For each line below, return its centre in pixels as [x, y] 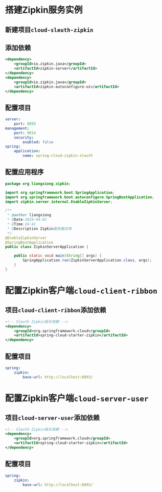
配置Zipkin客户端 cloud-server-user [77, 398]
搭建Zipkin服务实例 [44, 10]
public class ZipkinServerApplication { [47, 247]
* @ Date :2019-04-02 [27, 220]
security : [24, 138]
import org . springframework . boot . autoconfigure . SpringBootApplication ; [80, 197]
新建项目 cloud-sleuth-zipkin [49, 30]
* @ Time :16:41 [22, 224]
